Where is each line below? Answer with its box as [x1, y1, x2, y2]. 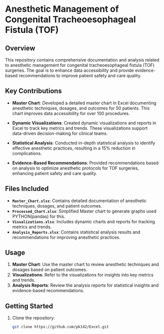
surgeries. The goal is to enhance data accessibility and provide [5, 67, 134, 73]
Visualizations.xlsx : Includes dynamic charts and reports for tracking [12, 218, 155, 224]
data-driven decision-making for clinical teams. [12, 130, 108, 136]
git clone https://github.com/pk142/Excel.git [12, 325, 109, 330]
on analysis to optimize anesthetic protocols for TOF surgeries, [12, 165, 140, 171]
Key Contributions [5, 87, 62, 95]
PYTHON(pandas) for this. [12, 213, 66, 219]
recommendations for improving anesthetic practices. [12, 234, 121, 240]
